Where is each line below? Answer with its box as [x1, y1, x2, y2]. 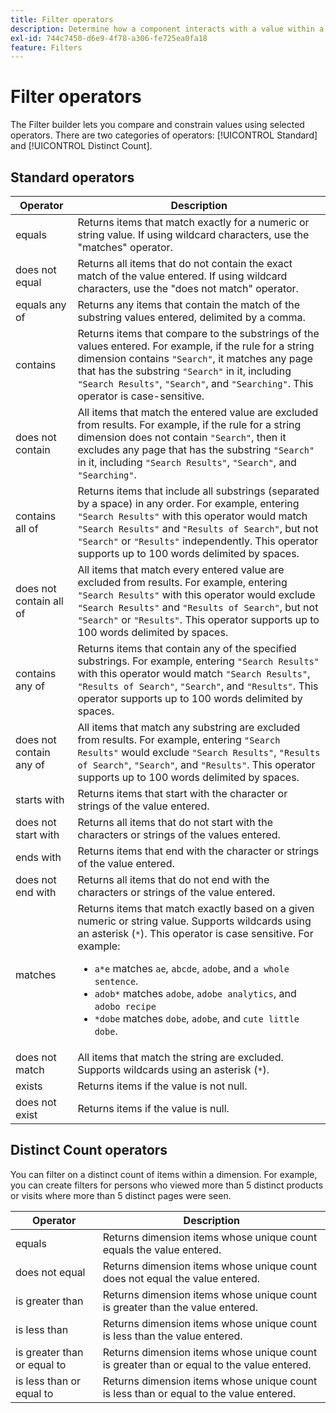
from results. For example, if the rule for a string [77, 418, 302, 431]
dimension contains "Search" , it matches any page [77, 352, 313, 365]
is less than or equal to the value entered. [102, 1386, 297, 1400]
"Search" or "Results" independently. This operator [77, 534, 319, 548]
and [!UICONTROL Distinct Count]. [10, 140, 153, 152]
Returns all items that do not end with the [77, 873, 270, 886]
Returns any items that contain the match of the [77, 298, 300, 311]
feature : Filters [10, 42, 83, 53]
